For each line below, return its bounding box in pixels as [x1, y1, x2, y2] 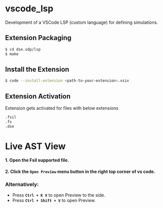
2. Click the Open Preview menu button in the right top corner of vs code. [5, 169, 156, 174]
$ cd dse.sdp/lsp [5, 47, 41, 52]
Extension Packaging [5, 34, 72, 42]
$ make [5, 52, 19, 56]
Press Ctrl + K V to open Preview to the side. [12, 192, 106, 198]
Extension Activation [5, 92, 71, 101]
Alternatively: [5, 181, 39, 188]
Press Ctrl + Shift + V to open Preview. [12, 198, 96, 204]
